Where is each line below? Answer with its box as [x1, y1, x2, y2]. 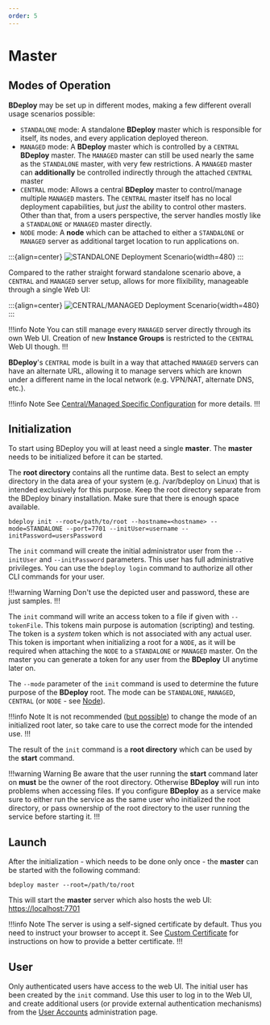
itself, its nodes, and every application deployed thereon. [19, 133, 209, 142]
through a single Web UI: [8, 285, 91, 294]
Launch [8, 835, 47, 849]
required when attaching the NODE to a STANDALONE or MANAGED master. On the [8, 646, 258, 656]
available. [8, 502, 40, 512]
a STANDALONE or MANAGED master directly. [19, 219, 152, 229]
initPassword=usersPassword [8, 532, 103, 540]
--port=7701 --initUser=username [65, 525, 179, 534]
